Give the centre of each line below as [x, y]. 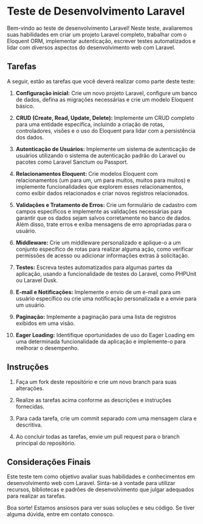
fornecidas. [30, 407]
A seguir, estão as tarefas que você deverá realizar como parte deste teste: [101, 81]
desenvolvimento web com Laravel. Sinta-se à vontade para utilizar [91, 483]
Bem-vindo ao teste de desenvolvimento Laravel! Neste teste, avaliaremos [100, 28]
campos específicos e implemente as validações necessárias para [99, 211]
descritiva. [29, 425]
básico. [25, 106]
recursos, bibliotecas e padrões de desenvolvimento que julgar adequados [101, 490]
